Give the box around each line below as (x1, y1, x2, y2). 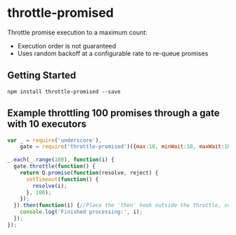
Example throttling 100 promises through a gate (7, 107, 220, 119)
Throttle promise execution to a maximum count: (7, 28, 147, 36)
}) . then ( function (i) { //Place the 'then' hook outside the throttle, (13, 202, 221, 209)
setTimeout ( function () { (25, 175, 99, 183)
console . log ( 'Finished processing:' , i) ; (20, 208, 143, 215)
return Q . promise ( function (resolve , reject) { (20, 169, 159, 176)
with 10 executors (7, 118, 86, 130)
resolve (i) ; (32, 182, 68, 189)
